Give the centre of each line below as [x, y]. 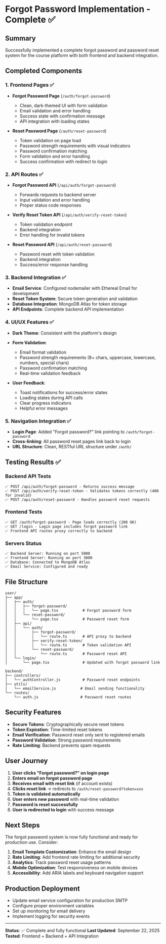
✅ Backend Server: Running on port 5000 [48, 554]
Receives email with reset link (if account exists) [62, 783]
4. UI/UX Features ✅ [30, 322]
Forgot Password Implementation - [78, 9]
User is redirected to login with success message [63, 810]
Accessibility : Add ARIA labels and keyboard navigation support [78, 873]
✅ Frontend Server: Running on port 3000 [49, 558]
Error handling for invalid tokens [52, 235]
